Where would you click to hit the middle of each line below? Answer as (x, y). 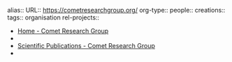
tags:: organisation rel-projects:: (53, 17)
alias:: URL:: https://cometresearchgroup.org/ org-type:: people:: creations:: (116, 10)
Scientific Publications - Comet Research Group (86, 46)
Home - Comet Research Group (63, 31)
